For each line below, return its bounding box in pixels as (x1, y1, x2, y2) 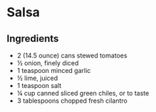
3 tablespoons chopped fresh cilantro (16, 96, 128, 105)
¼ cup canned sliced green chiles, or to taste (16, 89, 150, 97)
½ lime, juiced (16, 74, 58, 82)
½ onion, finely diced (16, 59, 79, 67)
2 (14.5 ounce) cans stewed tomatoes (16, 51, 128, 60)
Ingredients (6, 33, 59, 45)
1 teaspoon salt (16, 82, 62, 89)
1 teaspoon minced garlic (16, 67, 91, 74)
